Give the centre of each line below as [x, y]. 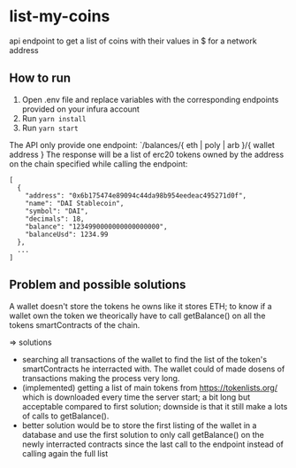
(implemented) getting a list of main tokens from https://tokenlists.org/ [150, 387]
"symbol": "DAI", [57, 211]
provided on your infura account [80, 109]
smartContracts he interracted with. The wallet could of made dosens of [153, 369]
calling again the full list [65, 453]
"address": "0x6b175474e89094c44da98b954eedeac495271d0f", [136, 195]
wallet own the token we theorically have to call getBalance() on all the [137, 316]
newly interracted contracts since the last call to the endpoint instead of [153, 444]
